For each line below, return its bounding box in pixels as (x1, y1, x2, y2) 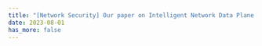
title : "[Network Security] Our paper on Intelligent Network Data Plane (8, 11, 255, 19)
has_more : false (8, 26, 61, 34)
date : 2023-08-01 (8, 19, 65, 27)
